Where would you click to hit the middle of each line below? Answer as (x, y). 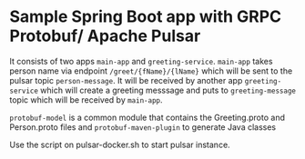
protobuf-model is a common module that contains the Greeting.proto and (147, 117)
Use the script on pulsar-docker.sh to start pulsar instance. (120, 144)
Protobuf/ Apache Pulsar (105, 36)
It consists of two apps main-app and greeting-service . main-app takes (141, 61)
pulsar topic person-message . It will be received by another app (126, 80)
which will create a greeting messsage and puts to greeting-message (168, 90)
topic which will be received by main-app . (86, 99)
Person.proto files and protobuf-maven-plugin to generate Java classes (143, 127)
